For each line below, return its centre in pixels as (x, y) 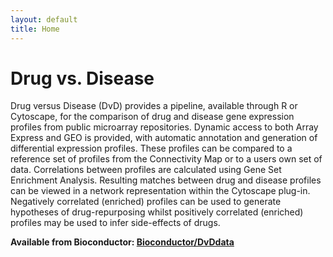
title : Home (35, 29)
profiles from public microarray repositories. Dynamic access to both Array (164, 127)
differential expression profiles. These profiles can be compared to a (151, 148)
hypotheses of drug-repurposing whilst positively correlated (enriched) (157, 212)
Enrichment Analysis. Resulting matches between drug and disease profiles (166, 180)
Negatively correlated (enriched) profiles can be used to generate (146, 202)
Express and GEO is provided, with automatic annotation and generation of (164, 138)
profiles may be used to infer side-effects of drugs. (115, 223)
